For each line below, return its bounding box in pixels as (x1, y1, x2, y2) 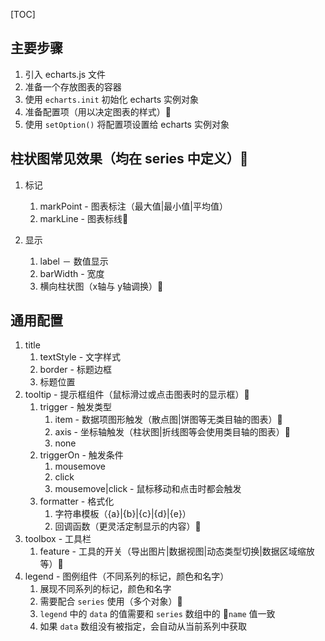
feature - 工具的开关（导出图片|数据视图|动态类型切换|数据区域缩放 (39, 545, 315, 558)
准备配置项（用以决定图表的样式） (24, 105, 172, 118)
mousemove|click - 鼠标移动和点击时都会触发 (54, 483, 242, 495)
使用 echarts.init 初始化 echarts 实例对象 (24, 93, 200, 105)
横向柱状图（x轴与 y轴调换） (39, 280, 164, 292)
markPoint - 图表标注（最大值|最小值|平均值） (39, 200, 229, 212)
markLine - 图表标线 (39, 212, 129, 224)
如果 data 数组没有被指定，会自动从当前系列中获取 (39, 620, 248, 633)
